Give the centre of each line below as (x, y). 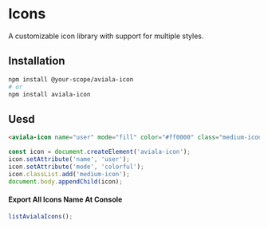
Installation (37, 61)
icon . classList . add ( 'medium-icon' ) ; (69, 174)
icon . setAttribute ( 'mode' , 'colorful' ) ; (77, 167)
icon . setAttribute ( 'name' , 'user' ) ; (69, 159)
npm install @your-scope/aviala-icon (71, 79)
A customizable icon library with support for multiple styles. (106, 36)
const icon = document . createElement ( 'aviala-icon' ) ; (100, 152)
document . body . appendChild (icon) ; (66, 181)
